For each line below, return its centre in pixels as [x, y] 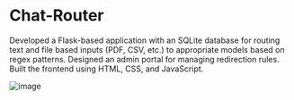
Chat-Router [57, 16]
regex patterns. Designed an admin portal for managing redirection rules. [145, 59]
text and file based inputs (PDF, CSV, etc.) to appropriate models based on [147, 49]
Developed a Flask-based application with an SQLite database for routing [145, 40]
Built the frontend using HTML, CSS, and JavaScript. [107, 69]
